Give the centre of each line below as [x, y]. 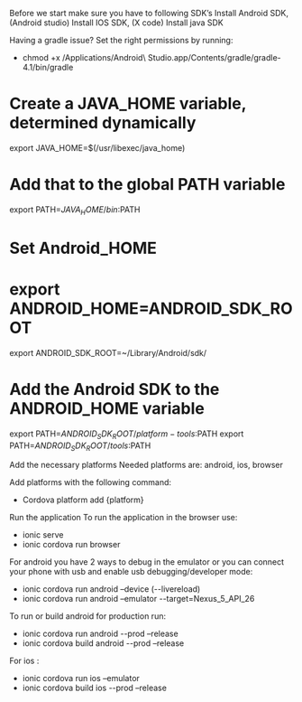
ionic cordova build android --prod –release [103, 643]
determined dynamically [103, 123]
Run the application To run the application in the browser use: [124, 518]
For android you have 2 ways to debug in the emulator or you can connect [147, 562]
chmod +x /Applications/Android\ [84, 57]
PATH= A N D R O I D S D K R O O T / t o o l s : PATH [80, 446]
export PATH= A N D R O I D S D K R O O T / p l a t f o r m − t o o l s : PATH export [127, 435]
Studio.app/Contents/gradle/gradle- [214, 57]
